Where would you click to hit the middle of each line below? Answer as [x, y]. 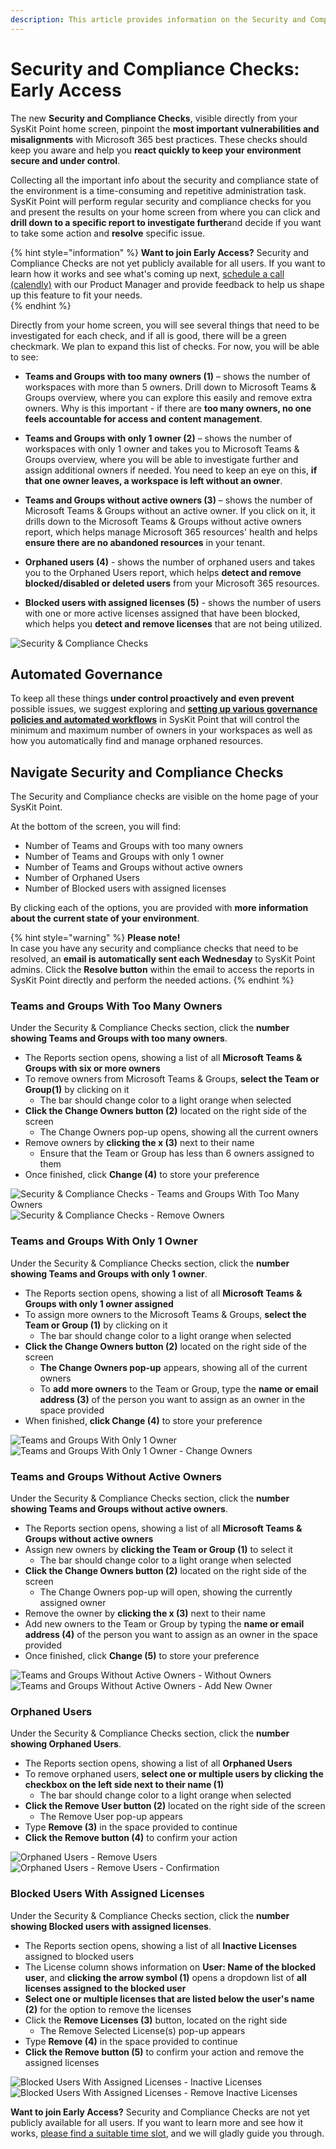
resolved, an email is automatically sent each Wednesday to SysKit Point [163, 959]
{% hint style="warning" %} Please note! [95, 938]
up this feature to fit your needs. [76, 295]
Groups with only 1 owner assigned [99, 1303]
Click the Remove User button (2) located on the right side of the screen [175, 1806]
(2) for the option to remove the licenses [108, 2009]
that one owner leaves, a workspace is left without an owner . [153, 480]
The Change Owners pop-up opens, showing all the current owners [179, 1132]
